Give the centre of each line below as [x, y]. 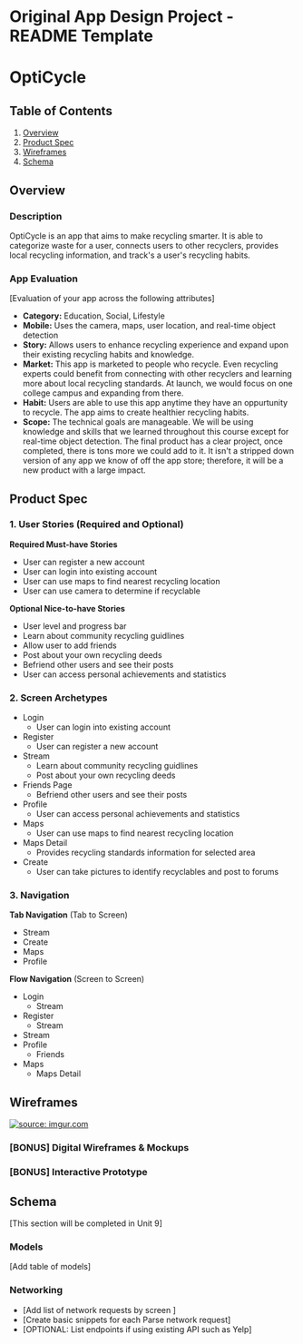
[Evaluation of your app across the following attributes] [112, 299]
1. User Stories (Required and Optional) [97, 525]
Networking [36, 1290]
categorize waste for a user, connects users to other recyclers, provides [144, 245]
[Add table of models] [50, 1267]
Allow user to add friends [69, 645]
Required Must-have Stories [64, 544]
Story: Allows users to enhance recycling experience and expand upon [155, 345]
